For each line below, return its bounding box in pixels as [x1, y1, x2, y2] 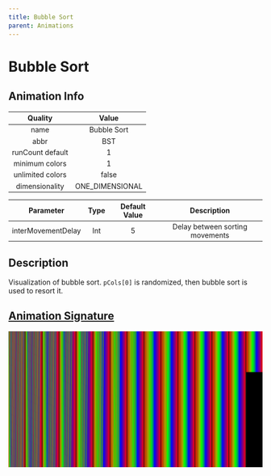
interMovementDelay [11, 226, 81, 236]
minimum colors [13, 158, 67, 168]
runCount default [11, 147, 69, 157]
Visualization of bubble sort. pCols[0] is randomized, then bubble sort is [8, 277, 248, 287]
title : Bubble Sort [8, 13, 74, 21]
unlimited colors [13, 170, 67, 179]
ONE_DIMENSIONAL [75, 181, 143, 191]
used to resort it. [8, 286, 64, 296]
